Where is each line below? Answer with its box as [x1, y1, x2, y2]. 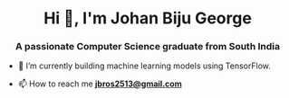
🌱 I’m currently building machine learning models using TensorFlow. [17, 60, 272, 71]
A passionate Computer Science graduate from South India [14, 40, 281, 53]
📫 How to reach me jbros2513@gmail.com [17, 78, 183, 89]
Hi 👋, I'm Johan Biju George [43, 8, 252, 29]
